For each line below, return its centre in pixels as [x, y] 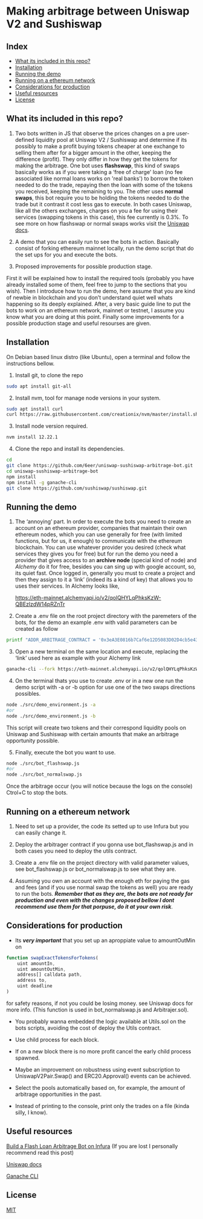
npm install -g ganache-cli [42, 482]
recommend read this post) [40, 1152]
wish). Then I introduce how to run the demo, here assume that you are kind [101, 291]
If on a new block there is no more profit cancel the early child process [103, 1051]
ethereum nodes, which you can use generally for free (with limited [98, 534]
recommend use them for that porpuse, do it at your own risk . [94, 907]
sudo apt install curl [35, 409]
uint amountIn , [36, 963]
